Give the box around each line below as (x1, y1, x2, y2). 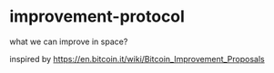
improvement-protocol (9, 6, 185, 27)
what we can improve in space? (9, 36, 128, 47)
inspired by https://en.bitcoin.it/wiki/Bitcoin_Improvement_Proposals (9, 53, 266, 64)
